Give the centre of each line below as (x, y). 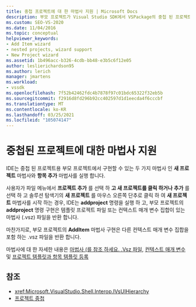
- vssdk (15, 88)
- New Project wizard (32, 55)
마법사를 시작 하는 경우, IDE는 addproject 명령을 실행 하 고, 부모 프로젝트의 (98, 203)
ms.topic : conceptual (32, 33)
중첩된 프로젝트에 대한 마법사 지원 (81, 151)
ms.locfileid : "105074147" (39, 120)
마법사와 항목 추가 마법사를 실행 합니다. (61, 175)
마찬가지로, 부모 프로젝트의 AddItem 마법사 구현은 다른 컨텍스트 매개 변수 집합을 (97, 230)
